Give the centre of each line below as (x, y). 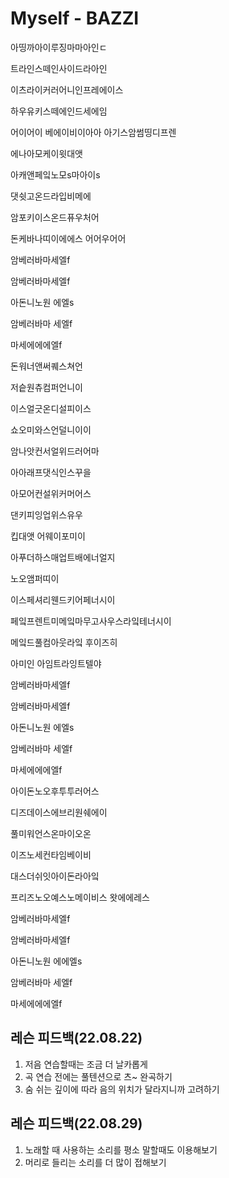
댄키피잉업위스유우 (46, 514)
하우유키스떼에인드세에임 (59, 111)
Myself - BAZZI (75, 18)
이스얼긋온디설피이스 (51, 408)
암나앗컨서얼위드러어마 (55, 451)
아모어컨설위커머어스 (51, 493)
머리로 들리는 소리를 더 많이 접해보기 (95, 1162)
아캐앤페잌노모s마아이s (55, 174)
